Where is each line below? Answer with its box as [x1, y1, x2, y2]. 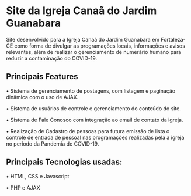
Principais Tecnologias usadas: [6, 157, 123, 167]
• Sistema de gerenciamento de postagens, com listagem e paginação [6, 87, 176, 94]
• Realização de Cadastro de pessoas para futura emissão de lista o [6, 127, 170, 134]
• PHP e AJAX [6, 184, 40, 191]
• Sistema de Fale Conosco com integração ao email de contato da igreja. [6, 116, 183, 123]
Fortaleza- [160, 36, 186, 43]
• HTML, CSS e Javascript [6, 173, 70, 180]
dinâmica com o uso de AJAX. [6, 93, 79, 100]
